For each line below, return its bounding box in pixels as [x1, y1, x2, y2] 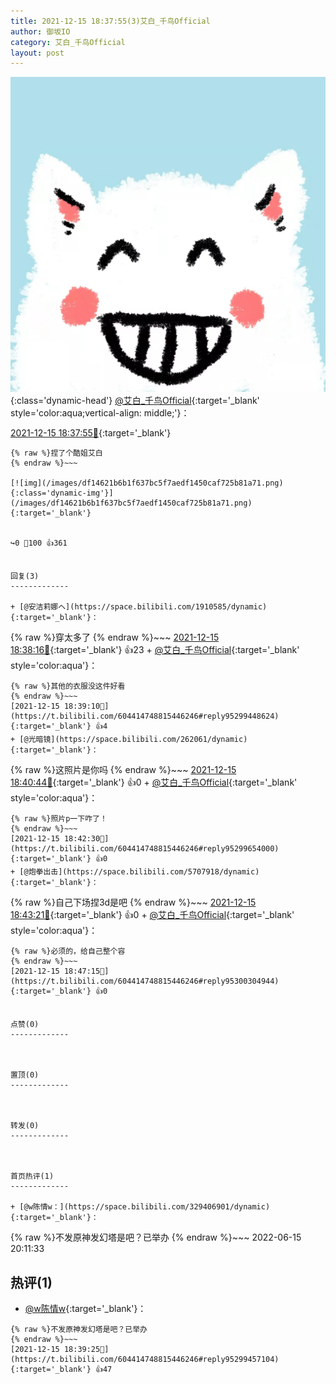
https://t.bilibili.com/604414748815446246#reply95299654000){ [10, 844, 280, 854]
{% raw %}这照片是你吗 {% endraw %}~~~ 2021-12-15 [10, 764, 237, 776]
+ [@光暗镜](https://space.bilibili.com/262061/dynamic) [10, 735, 248, 745]
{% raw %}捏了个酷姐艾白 [10, 448, 103, 459]
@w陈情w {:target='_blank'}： [24, 1303, 147, 1315]
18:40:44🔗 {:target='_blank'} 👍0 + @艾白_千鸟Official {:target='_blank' [10, 776, 298, 789]
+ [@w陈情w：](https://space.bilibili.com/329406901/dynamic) [10, 1202, 271, 1212]
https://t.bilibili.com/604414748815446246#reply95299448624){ [10, 711, 280, 722]
